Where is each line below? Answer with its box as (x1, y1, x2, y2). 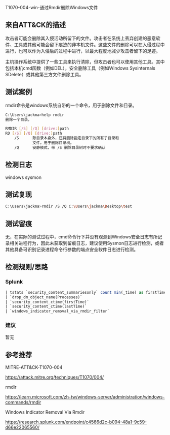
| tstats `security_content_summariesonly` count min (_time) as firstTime (5, 290, 166, 295)
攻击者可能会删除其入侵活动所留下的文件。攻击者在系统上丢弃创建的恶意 (5, 35, 156, 41)
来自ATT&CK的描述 (5, 21, 66, 29)
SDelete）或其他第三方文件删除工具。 (5, 71, 84, 77)
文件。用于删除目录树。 (32, 140, 74, 145)
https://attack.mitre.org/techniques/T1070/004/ (5, 374, 104, 380)
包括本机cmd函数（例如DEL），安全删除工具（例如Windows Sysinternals (5, 65, 156, 71)
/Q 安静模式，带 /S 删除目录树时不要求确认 (14, 145, 106, 150)
